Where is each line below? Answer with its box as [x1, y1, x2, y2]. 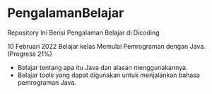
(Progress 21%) [7, 49, 53, 58]
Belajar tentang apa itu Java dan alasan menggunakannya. [17, 63, 188, 71]
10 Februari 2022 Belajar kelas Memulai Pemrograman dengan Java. [7, 42, 206, 50]
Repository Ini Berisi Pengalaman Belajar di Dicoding [7, 28, 160, 37]
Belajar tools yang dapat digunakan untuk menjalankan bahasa [17, 71, 200, 79]
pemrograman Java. [17, 78, 76, 86]
